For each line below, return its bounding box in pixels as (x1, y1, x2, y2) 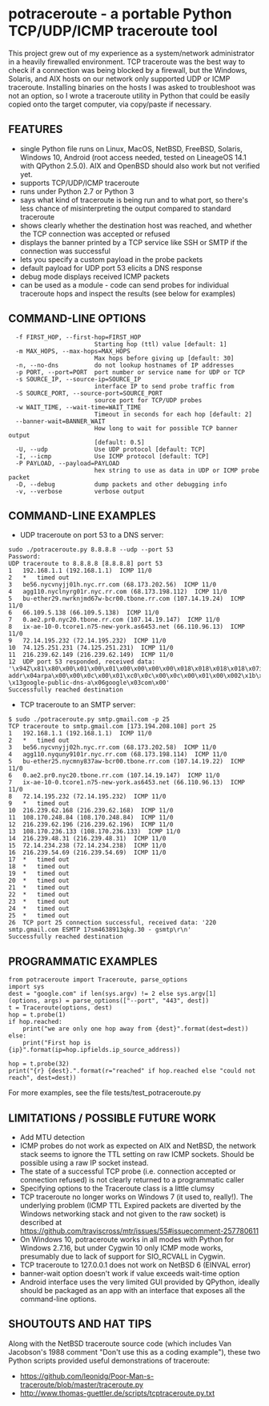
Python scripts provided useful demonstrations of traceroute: (8, 1356, 211, 1365)
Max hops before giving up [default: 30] (94, 354, 235, 362)
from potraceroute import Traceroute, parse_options (8, 976, 188, 984)
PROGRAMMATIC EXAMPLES (8, 954, 158, 968)
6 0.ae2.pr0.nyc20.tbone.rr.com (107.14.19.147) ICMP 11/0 (8, 771, 220, 780)
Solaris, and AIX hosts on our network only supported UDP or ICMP (8, 74, 231, 83)
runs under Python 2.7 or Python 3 (19, 186, 134, 196)
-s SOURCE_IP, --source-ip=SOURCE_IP (15, 375, 142, 383)
